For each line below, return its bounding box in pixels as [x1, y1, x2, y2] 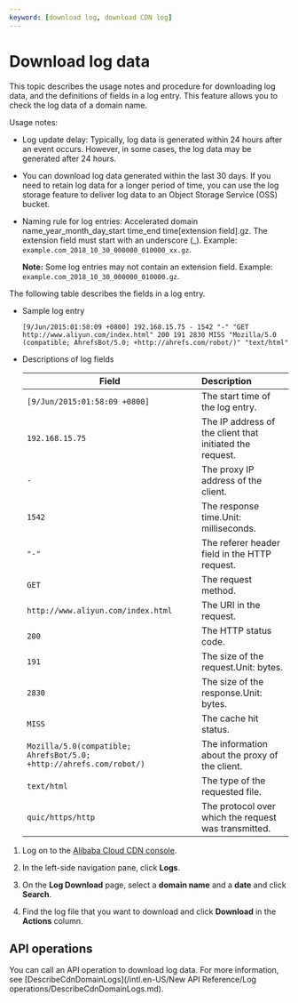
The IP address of [200, 415, 276, 428]
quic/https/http [26, 812, 96, 822]
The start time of [200, 389, 271, 402]
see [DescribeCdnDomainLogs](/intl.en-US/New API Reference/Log [9, 975, 257, 985]
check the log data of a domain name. [9, 100, 148, 110]
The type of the [200, 774, 266, 787]
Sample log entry [21, 305, 85, 316]
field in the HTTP [200, 548, 272, 560]
